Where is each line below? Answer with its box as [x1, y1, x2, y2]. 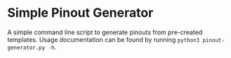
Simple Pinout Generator [7, 5, 154, 21]
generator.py [7, 44, 46, 51]
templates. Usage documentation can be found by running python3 [7, 35, 200, 43]
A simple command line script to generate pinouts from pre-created [7, 28, 203, 36]
